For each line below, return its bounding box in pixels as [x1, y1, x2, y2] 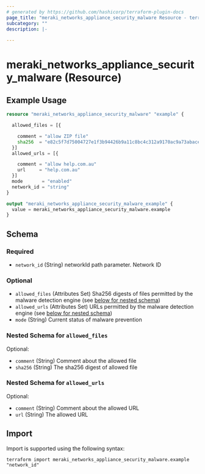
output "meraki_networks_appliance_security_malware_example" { [6, 201, 173, 207]
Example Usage [6, 95, 67, 106]
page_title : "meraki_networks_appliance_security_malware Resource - [6, 15, 187, 21]
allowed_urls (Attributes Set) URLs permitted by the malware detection [15, 303, 194, 311]
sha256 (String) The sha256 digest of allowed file [15, 364, 138, 371]
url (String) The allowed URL [15, 411, 88, 418]
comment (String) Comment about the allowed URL [15, 404, 139, 412]
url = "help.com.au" [17, 167, 81, 173]
